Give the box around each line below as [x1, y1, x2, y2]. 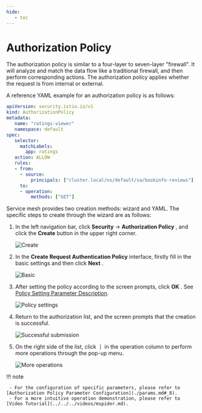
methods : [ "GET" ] [30, 194, 75, 200]
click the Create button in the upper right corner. [15, 230, 137, 237]
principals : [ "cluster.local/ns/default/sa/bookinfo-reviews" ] [30, 177, 194, 183]
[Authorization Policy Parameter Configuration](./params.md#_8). [6, 390, 178, 397]
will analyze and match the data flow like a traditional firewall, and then [6, 67, 183, 75]
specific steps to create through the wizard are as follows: [6, 211, 152, 219]
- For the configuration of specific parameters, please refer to [8, 385, 181, 391]
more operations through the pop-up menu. [15, 350, 124, 357]
